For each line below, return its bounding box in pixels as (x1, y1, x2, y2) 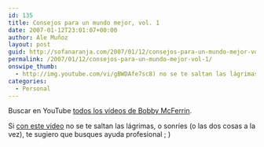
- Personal (15, 84, 51, 93)
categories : (8, 77, 47, 85)
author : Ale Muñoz (8, 33, 68, 42)
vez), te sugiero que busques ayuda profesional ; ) (8, 130, 171, 139)
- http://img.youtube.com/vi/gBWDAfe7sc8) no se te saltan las (15, 70, 226, 78)
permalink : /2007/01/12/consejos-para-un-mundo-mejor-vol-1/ (8, 56, 213, 64)
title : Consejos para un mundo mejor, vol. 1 (8, 19, 159, 27)
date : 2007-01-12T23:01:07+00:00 (8, 26, 118, 34)
